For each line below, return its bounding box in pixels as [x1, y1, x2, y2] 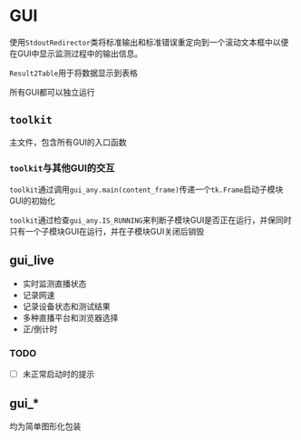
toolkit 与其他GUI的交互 [9, 161, 115, 174]
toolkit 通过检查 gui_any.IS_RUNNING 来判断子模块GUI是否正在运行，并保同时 [9, 215, 292, 225]
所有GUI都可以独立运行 [9, 86, 95, 97]
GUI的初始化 [9, 195, 56, 206]
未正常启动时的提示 [22, 369, 95, 380]
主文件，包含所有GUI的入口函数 [9, 136, 127, 147]
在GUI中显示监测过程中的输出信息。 [9, 47, 143, 59]
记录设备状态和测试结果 [22, 301, 111, 312]
